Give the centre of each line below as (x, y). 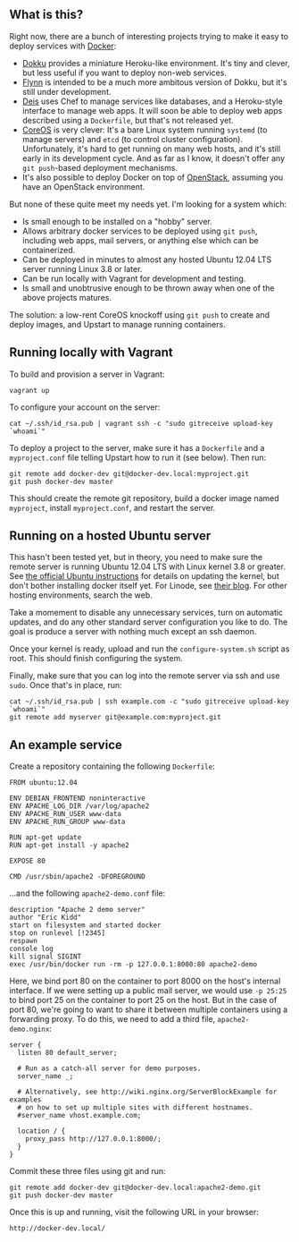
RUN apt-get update (46, 838)
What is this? (46, 15)
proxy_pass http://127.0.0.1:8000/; (94, 1139)
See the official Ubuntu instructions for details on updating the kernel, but (144, 576)
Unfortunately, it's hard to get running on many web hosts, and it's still (151, 149)
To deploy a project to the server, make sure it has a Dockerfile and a (137, 447)
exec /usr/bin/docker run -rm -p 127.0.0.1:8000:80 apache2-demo (133, 965)
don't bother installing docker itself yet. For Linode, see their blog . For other (148, 586)
